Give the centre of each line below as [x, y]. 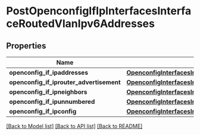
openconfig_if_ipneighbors [48, 92]
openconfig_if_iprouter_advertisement [65, 82]
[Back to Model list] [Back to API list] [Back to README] [74, 126]
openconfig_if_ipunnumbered [52, 102]
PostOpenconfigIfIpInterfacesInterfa [99, 11]
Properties [26, 46]
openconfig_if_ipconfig [43, 111]
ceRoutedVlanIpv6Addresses [80, 24]
